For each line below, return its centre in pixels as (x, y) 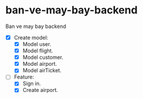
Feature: (24, 77)
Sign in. (32, 84)
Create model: (31, 37)
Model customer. (43, 57)
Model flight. (38, 51)
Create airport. (40, 90)
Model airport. (40, 64)
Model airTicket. (42, 70)
